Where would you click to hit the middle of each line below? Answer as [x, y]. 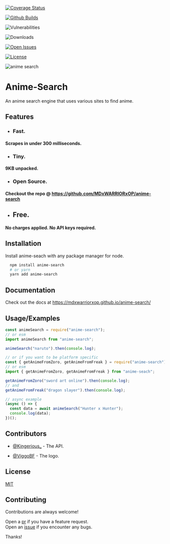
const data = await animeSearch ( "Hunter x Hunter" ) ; [67, 409]
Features [19, 117]
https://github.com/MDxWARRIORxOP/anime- [101, 193]
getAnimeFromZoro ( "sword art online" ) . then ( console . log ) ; [68, 381]
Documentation [30, 290]
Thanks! [14, 537]
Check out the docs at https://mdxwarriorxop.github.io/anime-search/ [78, 302]
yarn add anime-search [34, 275]
